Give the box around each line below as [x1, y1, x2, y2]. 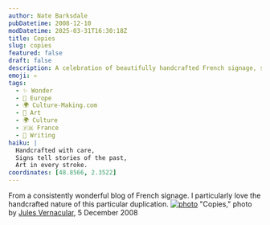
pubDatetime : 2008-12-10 [8, 19, 92, 27]
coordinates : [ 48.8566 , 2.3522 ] [8, 169, 117, 177]
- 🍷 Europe [15, 94, 52, 102]
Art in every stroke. [15, 162, 88, 170]
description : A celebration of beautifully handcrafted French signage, [8, 64, 257, 72]
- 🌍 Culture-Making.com [15, 101, 98, 109]
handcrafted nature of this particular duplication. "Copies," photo [8, 199, 252, 209]
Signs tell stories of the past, [15, 153, 128, 162]
